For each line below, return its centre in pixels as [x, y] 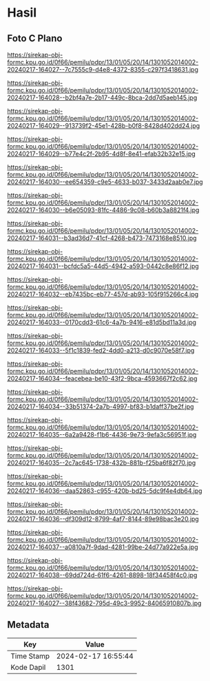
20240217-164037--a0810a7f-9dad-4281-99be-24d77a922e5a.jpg [103, 547]
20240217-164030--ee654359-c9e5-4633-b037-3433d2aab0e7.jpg [105, 182]
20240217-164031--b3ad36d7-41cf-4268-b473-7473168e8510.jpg [102, 238]
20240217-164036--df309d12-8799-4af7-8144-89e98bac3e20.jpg [103, 519]
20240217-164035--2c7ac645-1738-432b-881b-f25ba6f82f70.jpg [102, 463]
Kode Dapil [28, 667]
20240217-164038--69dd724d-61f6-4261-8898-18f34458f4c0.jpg [102, 575]
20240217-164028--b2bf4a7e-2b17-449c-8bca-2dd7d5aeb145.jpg [102, 97]
